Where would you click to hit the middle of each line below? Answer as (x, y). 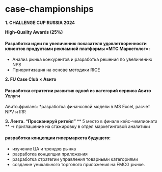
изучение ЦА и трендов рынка (44, 148)
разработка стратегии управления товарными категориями (75, 159)
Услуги (13, 96)
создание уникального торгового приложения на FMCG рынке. (79, 164)
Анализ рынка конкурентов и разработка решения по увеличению (82, 59)
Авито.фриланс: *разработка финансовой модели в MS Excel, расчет (78, 107)
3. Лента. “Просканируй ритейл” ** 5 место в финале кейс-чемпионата (81, 122)
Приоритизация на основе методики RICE (56, 70)
